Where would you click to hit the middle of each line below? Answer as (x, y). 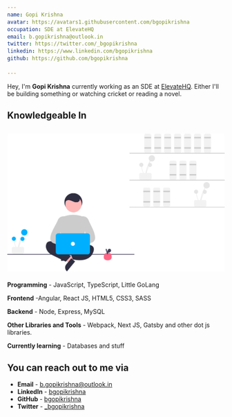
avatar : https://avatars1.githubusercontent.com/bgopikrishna (98, 22)
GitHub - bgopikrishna (49, 399)
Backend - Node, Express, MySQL (56, 312)
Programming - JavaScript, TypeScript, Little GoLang (84, 285)
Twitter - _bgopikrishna (51, 407)
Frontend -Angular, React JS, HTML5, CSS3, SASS (79, 299)
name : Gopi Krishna (35, 15)
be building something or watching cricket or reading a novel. (94, 94)
